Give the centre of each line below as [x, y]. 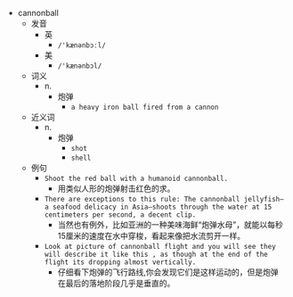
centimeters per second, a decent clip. [120, 215]
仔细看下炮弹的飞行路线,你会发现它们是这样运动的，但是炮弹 [168, 272]
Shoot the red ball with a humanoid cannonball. [136, 178]
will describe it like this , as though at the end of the [156, 254]
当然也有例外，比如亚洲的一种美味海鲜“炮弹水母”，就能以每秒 [170, 225]
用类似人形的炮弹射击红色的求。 [116, 188]
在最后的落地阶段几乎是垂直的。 [116, 283]
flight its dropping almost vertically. [120, 262]
